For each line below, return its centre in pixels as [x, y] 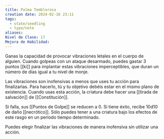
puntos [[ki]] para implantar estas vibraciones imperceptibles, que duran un [82, 66]
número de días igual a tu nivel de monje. [47, 72]
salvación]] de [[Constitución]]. [37, 97]
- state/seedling [27, 23]
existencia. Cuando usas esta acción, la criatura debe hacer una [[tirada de [82, 92]
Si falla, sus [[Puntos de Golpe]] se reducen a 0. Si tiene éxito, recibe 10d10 [82, 106]
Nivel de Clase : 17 [25, 38]
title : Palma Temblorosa [31, 10]
